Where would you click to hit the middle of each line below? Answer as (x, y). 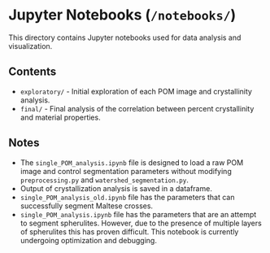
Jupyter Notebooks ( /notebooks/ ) (122, 15)
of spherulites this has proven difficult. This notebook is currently (129, 231)
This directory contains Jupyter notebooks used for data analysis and (125, 37)
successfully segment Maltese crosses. (86, 206)
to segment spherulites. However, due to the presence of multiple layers (141, 223)
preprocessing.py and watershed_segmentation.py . (104, 180)
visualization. (30, 46)
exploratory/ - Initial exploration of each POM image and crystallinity (136, 91)
